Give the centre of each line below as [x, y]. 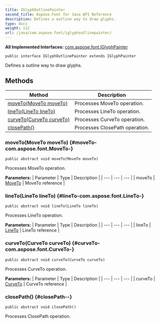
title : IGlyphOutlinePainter [35, 10]
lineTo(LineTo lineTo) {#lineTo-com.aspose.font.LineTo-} [75, 196]
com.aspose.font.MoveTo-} [39, 149]
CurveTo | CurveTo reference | [36, 284]
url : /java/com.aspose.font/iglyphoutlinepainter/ [58, 33]
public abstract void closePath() [41, 307]
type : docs [16, 24]
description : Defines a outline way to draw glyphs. [61, 19]
